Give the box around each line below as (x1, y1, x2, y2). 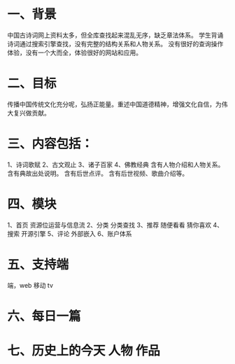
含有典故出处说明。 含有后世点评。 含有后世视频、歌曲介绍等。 (7, 169, 189, 177)
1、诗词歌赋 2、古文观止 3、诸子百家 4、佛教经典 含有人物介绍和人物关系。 (7, 160, 225, 169)
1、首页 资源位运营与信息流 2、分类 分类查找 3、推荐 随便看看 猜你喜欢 (7, 220, 212, 229)
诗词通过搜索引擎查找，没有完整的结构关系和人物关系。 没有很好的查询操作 (7, 39, 224, 48)
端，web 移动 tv (7, 281, 54, 289)
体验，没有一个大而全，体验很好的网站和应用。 (7, 48, 142, 57)
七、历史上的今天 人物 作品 (7, 343, 161, 359)
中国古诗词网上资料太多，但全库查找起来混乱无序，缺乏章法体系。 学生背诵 (7, 31, 224, 39)
